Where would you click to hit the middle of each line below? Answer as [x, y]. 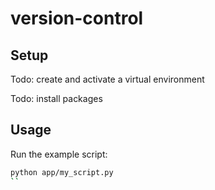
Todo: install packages [56, 98]
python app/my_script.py [62, 172]
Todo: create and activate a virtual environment [107, 79]
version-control [77, 18]
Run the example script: [59, 154]
